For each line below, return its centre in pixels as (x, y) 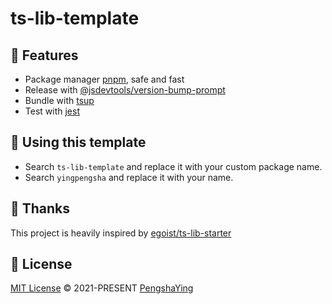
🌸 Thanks (40, 208)
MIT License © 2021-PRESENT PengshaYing (102, 288)
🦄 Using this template (78, 142)
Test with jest (52, 111)
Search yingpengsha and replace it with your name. (129, 177)
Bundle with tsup (59, 100)
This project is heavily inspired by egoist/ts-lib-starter (121, 233)
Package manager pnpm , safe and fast (104, 79)
